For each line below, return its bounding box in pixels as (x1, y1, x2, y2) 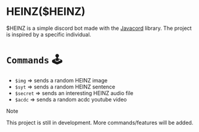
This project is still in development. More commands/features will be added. (6, 119, 194, 126)
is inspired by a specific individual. (6, 30, 92, 38)
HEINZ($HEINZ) (6, 5, 86, 19)
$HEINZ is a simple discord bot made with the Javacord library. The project (6, 24, 192, 32)
